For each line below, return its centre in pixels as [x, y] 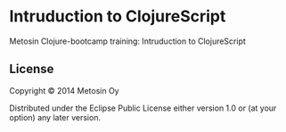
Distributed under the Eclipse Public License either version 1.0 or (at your [143, 108]
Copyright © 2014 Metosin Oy [64, 90]
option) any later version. [55, 117]
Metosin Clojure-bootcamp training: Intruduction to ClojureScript [128, 41]
